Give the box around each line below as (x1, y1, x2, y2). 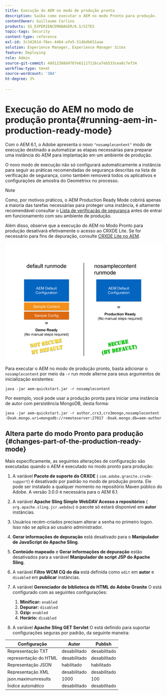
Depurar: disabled (19, 604, 58, 610)
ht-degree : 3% (5, 76, 35, 82)
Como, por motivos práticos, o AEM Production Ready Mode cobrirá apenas (5, 197, 161, 203)
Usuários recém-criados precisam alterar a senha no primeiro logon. (12, 519, 154, 525)
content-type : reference (5, 34, 57, 39)
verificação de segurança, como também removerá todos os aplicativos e (5, 172, 157, 178)
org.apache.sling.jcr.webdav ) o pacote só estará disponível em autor (12, 504, 157, 510)
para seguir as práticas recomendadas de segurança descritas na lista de (5, 167, 156, 173)
